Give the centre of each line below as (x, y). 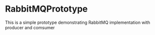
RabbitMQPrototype (46, 9)
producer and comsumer (30, 27)
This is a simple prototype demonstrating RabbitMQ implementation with (77, 22)
